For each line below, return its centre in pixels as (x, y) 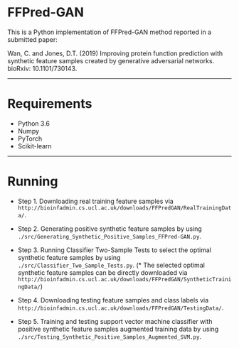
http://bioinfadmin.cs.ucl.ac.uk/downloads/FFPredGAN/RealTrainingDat (124, 208)
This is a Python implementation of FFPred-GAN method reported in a (110, 32)
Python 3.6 (33, 123)
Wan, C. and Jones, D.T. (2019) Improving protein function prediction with (115, 53)
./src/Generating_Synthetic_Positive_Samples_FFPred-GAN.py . (109, 236)
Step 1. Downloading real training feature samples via (96, 201)
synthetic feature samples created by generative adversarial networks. (111, 60)
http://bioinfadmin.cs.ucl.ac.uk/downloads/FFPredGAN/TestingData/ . (121, 308)
